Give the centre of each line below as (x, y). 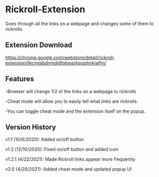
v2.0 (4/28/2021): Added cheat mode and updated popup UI (69, 169)
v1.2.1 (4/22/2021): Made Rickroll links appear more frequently (70, 159)
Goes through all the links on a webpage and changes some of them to (79, 24)
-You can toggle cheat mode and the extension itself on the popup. (75, 111)
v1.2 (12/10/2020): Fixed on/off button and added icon (62, 149)
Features (20, 79)
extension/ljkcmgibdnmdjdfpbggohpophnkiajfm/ (56, 63)
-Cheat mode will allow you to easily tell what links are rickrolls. (72, 101)
